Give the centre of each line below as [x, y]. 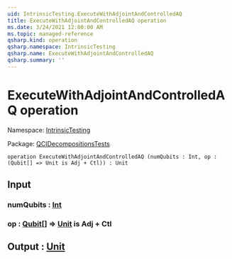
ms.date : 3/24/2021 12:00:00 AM [55, 27]
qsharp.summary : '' [36, 60]
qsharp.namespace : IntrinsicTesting [61, 47]
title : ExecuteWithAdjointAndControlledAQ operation [87, 21]
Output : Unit [36, 247]
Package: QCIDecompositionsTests [59, 143]
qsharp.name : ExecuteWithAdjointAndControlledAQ [81, 54]
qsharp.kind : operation [43, 40]
